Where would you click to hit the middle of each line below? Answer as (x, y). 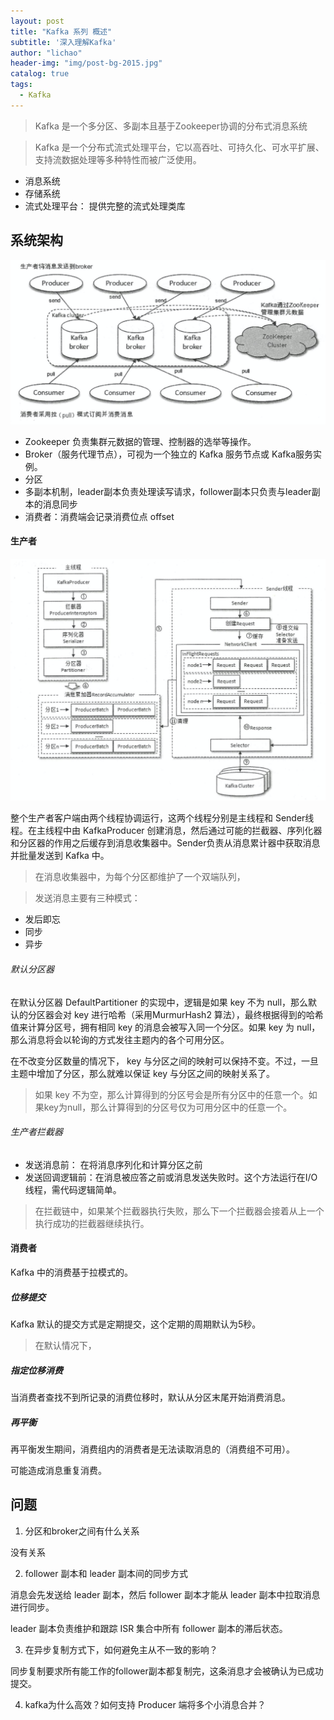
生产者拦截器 (36, 1132)
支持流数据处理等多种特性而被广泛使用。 (118, 159)
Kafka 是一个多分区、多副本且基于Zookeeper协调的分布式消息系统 (171, 126)
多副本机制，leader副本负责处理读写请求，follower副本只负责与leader (168, 491)
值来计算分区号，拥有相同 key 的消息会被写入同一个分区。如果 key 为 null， (165, 1027)
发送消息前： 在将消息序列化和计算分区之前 (113, 1164)
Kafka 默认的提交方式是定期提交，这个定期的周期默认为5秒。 (136, 1324)
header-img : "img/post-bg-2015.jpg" (86, 63)
